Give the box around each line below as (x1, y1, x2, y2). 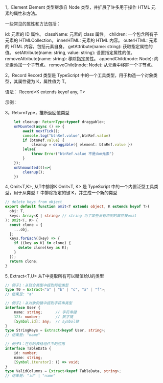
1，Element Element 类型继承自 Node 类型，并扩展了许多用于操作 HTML (5, 4, 150, 10)
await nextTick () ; (23, 128, 60, 133)
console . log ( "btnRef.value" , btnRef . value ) (23, 133, 111, 138)
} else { (23, 147, 36, 152)
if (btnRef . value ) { (23, 138, 65, 143)
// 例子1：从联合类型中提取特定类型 (5, 282, 69, 288)
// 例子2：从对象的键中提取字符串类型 (5, 301, 72, 306)
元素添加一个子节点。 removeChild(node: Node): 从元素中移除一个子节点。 (5, 62, 156, 68)
